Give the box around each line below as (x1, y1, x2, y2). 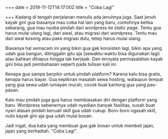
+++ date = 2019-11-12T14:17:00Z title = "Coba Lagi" (5, 5, 115, 10)
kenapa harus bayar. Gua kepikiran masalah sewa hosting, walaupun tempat (5, 77, 163, 82)
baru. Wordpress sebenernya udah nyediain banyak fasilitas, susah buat (5, 102, 155, 108)
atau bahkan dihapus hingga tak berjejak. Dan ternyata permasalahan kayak (5, 56, 163, 62)
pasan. (5, 87, 20, 93)
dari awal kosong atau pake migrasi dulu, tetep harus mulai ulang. (5, 35, 142, 41)
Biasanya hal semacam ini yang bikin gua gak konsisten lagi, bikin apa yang (5, 45, 162, 51)
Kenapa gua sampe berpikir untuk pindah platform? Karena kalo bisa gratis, (5, 71, 162, 77)
